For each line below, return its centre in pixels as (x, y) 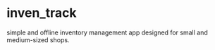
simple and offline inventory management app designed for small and (107, 32)
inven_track (42, 13)
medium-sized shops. (38, 39)
